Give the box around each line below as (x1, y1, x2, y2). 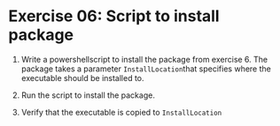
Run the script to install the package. (20, 90, 156, 100)
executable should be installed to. (20, 72, 144, 83)
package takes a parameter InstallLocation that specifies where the (20, 63, 271, 74)
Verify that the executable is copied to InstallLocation (20, 107, 222, 117)
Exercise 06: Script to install (8, 6, 220, 26)
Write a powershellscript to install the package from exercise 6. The (20, 54, 268, 64)
